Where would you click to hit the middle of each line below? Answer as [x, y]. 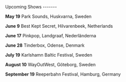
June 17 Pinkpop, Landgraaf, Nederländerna [51, 36]
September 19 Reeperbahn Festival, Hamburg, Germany [63, 74]
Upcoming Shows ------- [31, 7]
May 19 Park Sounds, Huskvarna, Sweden [48, 16]
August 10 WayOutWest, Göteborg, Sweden [50, 65]
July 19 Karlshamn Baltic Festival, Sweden [49, 55]
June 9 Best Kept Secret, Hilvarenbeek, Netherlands [59, 26]
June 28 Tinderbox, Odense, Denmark [45, 45]
